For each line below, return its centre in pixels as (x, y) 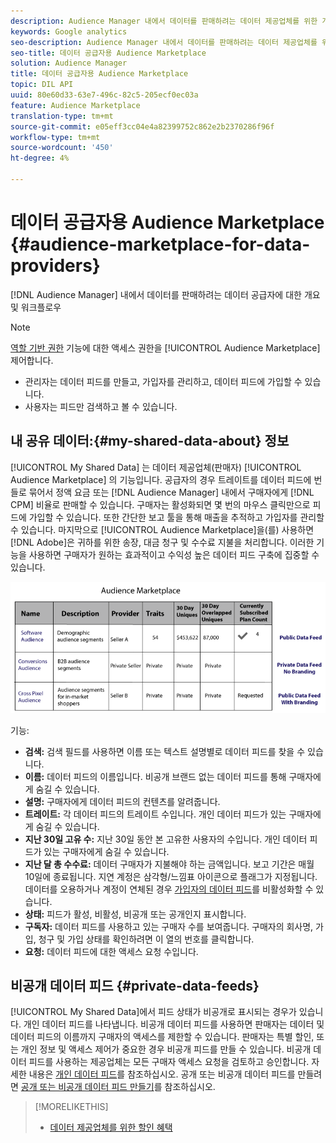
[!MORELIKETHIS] (71, 1107)
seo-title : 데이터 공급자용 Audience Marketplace (108, 53)
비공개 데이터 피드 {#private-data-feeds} (135, 986)
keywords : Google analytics (69, 31)
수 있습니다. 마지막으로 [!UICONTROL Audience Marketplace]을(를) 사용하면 (162, 529)
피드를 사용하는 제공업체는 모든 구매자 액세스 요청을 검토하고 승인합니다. (169, 1062)
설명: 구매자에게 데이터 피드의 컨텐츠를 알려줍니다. (122, 801)
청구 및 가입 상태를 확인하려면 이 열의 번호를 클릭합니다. (146, 939)
